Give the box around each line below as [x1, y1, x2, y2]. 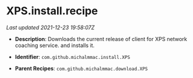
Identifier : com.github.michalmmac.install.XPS [14, 53, 131, 60]
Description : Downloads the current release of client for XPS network [14, 35, 188, 42]
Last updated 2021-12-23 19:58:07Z [6, 24, 95, 31]
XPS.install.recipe [6, 4, 98, 18]
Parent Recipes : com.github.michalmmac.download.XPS [14, 64, 148, 72]
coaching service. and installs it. [14, 42, 95, 49]
